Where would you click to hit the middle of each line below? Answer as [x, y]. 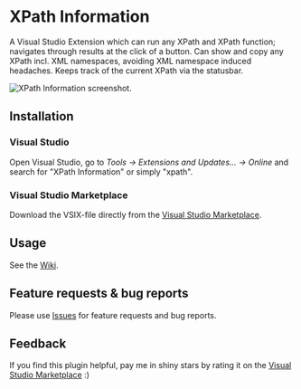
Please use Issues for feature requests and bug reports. [113, 315]
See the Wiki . [34, 265]
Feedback [38, 343]
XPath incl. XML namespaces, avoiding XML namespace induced [130, 61]
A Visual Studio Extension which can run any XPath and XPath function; [142, 42]
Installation [42, 116]
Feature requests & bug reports [99, 294]
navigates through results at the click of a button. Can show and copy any [147, 51]
